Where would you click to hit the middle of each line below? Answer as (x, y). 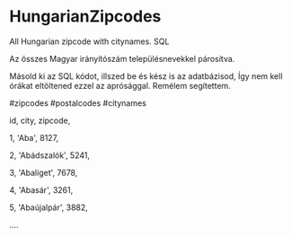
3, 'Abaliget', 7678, (44, 172)
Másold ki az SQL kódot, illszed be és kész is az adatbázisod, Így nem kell (146, 76)
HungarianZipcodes (85, 17)
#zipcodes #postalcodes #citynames (78, 103)
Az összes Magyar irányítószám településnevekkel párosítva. (122, 58)
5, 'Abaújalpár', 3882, (49, 207)
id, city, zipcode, (40, 120)
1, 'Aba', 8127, (34, 137)
